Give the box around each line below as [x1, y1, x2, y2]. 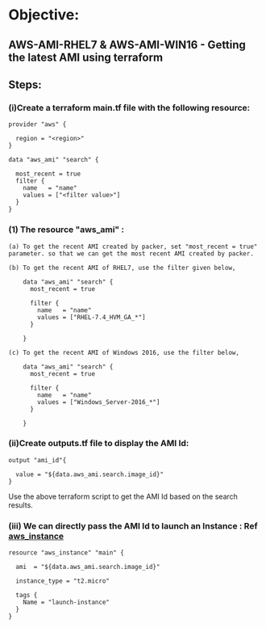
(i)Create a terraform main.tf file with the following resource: [8, 102, 251, 113]
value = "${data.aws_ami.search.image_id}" [15, 470, 164, 478]
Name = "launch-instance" [23, 598, 110, 607]
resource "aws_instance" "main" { [8, 549, 125, 557]
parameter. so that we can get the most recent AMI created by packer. [8, 249, 254, 258]
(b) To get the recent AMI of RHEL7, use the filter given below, [8, 263, 236, 272]
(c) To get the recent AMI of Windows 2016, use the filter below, [8, 348, 240, 356]
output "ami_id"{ [8, 456, 67, 464]
